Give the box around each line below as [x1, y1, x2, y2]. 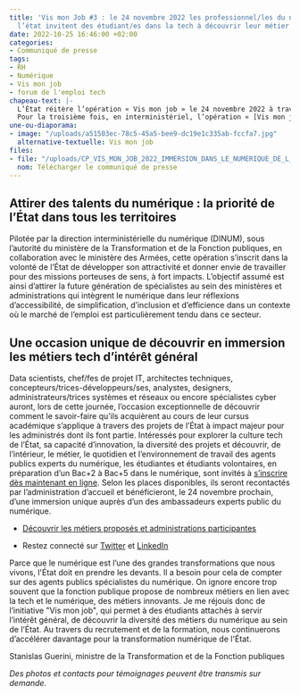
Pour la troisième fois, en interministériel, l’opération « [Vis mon [17, 113, 286, 121]
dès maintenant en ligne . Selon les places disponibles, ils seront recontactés [9, 477, 290, 488]
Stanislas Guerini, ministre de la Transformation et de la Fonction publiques [9, 651, 286, 661]
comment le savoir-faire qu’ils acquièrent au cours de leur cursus [9, 411, 250, 421]
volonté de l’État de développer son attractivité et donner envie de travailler [9, 262, 287, 272]
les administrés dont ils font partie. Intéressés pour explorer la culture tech [9, 430, 283, 440]
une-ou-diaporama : [9, 121, 78, 130]
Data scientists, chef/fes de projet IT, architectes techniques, [9, 373, 234, 383]
